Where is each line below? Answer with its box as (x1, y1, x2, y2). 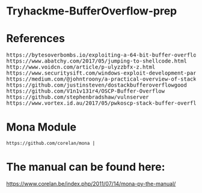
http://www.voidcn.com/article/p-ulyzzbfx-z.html (6, 64, 156, 70)
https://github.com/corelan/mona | (6, 140, 96, 147)
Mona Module (6, 120, 77, 134)
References (6, 32, 65, 46)
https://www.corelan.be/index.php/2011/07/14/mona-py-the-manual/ (6, 180, 176, 187)
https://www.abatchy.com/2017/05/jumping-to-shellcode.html (6, 58, 188, 64)
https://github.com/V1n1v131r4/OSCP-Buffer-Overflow (6, 88, 165, 94)
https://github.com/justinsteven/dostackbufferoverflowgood (6, 82, 188, 88)
